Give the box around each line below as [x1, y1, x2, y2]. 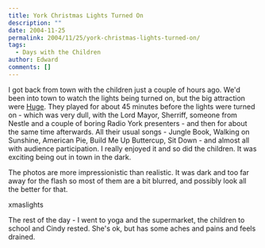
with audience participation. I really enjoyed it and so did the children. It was [8, 143, 257, 153]
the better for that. [8, 184, 68, 194]
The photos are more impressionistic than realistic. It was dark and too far [8, 167, 250, 177]
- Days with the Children [15, 48, 102, 56]
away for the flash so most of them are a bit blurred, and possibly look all [8, 176, 247, 185]
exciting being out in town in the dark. [8, 152, 132, 162]
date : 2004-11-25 [8, 26, 66, 34]
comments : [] [8, 63, 52, 71]
